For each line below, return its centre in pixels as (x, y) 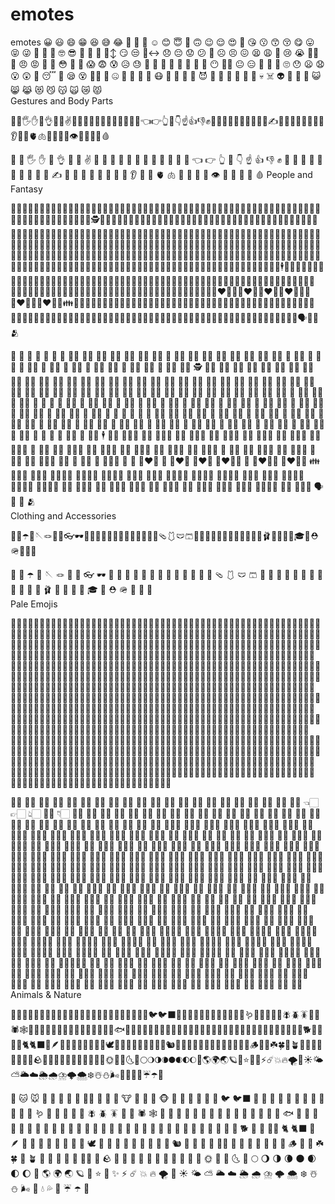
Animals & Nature (46, 994)
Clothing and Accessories (63, 515)
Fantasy (26, 189)
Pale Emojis (34, 604)
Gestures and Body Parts (62, 100)
